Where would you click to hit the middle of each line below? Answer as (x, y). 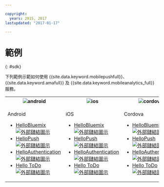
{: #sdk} (13, 67)
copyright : (16, 14)
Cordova (134, 114)
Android (17, 114)
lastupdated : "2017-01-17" (32, 23)
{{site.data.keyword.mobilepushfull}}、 (88, 77)
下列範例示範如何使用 (26, 77)
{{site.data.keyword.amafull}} (35, 83)
